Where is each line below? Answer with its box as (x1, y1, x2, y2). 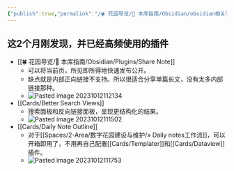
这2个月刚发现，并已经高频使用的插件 (7, 38, 169, 50)
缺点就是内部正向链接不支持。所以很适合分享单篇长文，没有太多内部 (27, 75, 224, 84)
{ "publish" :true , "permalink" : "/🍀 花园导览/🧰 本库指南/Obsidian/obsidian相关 (7, 10, 226, 17)
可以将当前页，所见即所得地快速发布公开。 (27, 66, 150, 75)
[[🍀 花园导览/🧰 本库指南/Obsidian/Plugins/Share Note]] (17, 57, 175, 66)
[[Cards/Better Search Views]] (17, 99, 104, 107)
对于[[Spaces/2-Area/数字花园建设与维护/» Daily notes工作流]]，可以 (27, 131, 226, 140)
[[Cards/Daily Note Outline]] (17, 123, 98, 131)
